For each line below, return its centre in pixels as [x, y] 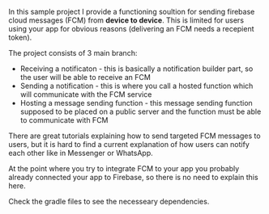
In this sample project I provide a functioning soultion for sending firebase [132, 12]
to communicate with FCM [64, 120]
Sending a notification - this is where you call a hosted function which [137, 86]
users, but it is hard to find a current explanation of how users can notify [129, 144]
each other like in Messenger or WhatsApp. [81, 153]
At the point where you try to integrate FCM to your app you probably [124, 168]
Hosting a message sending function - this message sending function [136, 103]
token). [20, 37]
